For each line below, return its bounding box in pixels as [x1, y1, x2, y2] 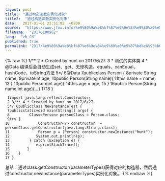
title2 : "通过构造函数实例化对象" [5, 16, 70, 21]
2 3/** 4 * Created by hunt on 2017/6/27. [7, 99, 96, 104]
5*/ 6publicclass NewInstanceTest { [7, 104, 82, 109]
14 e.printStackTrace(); [5, 142, 80, 147]
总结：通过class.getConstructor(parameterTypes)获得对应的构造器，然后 [5, 164, 153, 170]
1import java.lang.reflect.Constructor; [7, 95, 91, 100]
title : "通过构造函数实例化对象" [5, 12, 68, 17]
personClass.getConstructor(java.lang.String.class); [5, 125, 118, 130]
